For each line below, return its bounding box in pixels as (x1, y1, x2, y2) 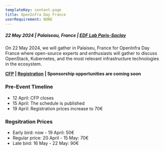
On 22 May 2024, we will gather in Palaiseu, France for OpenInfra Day (5, 45, 150, 51)
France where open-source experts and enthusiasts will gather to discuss (5, 50, 157, 56)
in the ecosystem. (5, 61, 42, 67)
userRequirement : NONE (5, 17, 53, 22)
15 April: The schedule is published (12, 100, 85, 106)
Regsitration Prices (5, 118, 53, 125)
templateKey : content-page (5, 7, 62, 13)
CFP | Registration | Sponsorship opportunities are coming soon (5, 71, 141, 77)
